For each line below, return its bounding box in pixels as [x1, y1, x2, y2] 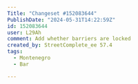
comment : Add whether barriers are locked [7, 36, 131, 42]
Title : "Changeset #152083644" [7, 10, 97, 17]
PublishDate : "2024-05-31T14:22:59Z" [7, 16, 116, 23]
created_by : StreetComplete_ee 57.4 [7, 42, 112, 48]
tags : [7, 48, 23, 55]
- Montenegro [13, 55, 51, 61]
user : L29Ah [7, 29, 41, 36]
